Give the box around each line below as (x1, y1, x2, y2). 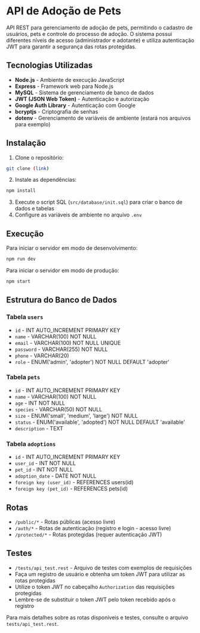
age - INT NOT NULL (14, 399, 66, 406)
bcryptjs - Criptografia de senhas (14, 108, 99, 115)
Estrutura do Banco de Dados (6, 295, 118, 305)
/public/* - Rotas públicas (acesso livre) (14, 518, 116, 525)
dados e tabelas (14, 205, 55, 212)
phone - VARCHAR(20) (14, 351, 70, 359)
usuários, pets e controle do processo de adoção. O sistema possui (6, 30, 173, 37)
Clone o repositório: (14, 154, 64, 161)
